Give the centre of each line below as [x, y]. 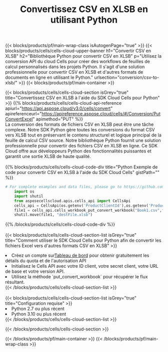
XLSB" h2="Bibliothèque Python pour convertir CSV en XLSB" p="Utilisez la [83, 56]
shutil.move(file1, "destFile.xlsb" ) [53, 215]
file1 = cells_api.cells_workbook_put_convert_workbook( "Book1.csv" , [88, 210]
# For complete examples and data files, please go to [63, 187]
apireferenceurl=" [23, 114]
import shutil [29, 196]
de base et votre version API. [35, 271]
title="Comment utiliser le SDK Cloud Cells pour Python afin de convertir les [83, 240]
